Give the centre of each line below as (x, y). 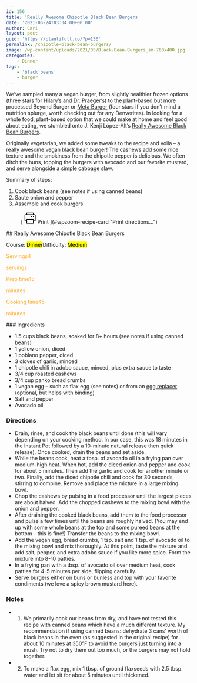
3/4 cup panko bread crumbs (50, 380)
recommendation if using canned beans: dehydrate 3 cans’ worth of (106, 631)
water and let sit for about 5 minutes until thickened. (86, 675)
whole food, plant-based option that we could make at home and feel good (96, 119)
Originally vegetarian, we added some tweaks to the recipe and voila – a (93, 143)
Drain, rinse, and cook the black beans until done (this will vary (91, 433)
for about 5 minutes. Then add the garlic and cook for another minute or (102, 471)
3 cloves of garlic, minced (46, 361)
